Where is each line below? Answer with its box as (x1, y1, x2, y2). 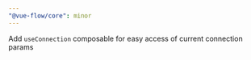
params (8, 42, 34, 52)
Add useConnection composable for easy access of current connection (8, 34, 244, 43)
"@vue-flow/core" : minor (8, 11, 92, 20)
